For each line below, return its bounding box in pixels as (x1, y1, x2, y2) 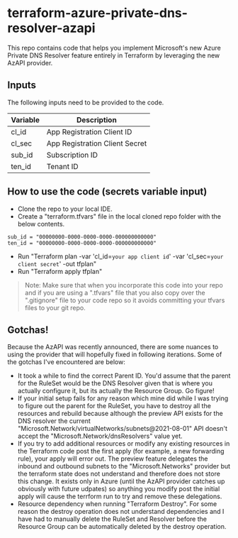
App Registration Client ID (46, 126, 132, 136)
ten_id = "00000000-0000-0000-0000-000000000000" (7, 239, 157, 246)
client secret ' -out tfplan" (17, 259, 97, 268)
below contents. (17, 219, 65, 228)
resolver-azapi (7, 20, 96, 36)
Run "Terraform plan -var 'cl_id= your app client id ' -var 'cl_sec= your (17, 252, 224, 260)
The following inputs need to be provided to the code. (7, 98, 164, 106)
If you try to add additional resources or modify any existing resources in (17, 439, 230, 448)
